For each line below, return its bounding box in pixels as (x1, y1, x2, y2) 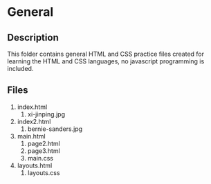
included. (7, 65, 34, 72)
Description (7, 32, 59, 43)
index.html (17, 103, 48, 111)
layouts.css (27, 168, 60, 176)
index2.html (17, 117, 51, 125)
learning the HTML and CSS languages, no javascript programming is (7, 57, 205, 65)
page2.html (27, 139, 60, 147)
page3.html (27, 146, 60, 155)
